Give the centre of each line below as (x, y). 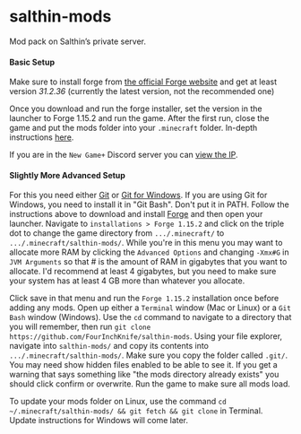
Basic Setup (32, 62)
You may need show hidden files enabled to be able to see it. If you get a (143, 365)
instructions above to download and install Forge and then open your (136, 214)
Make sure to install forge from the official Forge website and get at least (143, 82)
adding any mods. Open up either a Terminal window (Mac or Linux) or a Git (150, 308)
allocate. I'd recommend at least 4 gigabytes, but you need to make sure (143, 272)
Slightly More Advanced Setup (67, 175)
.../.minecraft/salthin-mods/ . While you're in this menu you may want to (146, 243)
